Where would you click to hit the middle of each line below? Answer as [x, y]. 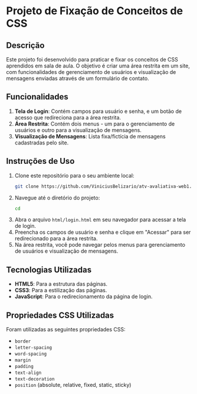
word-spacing [31, 354]
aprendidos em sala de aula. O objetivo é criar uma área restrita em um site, [98, 66]
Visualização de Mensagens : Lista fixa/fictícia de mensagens [90, 136]
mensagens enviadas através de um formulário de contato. [78, 78]
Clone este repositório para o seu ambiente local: [74, 175]
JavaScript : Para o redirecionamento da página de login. [83, 296]
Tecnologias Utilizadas [49, 269]
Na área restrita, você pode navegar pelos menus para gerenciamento [100, 245]
